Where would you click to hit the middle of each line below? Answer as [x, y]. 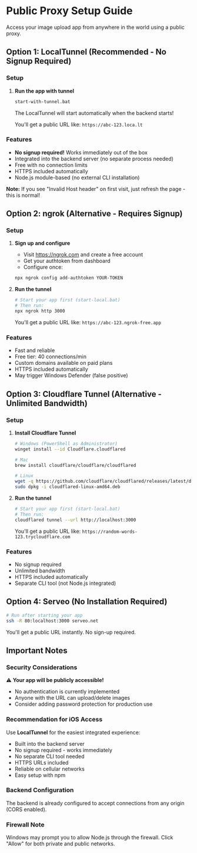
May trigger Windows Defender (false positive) [71, 376]
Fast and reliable [35, 350]
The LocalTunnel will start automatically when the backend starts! [94, 113]
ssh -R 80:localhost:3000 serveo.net [52, 621]
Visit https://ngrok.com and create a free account [83, 255]
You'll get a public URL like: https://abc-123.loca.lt [79, 124]
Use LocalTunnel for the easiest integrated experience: [73, 732]
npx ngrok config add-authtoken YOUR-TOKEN [69, 278]
